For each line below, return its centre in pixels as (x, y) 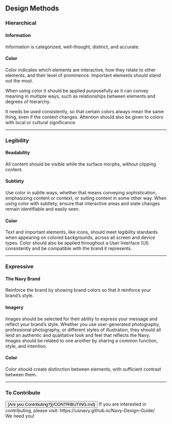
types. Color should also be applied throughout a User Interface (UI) (77, 243)
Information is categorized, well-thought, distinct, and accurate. (72, 47)
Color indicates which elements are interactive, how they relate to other (81, 70)
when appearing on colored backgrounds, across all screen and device (80, 237)
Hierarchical (21, 23)
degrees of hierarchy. (28, 102)
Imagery (15, 307)
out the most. (19, 80)
